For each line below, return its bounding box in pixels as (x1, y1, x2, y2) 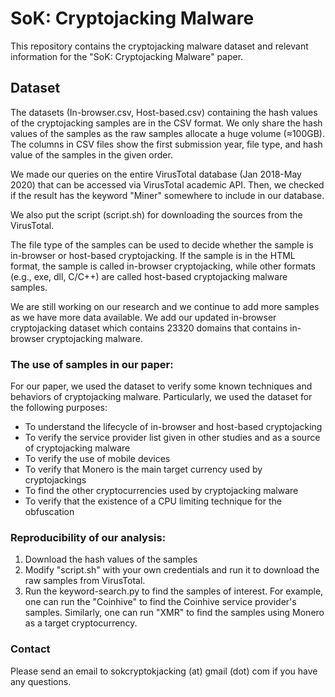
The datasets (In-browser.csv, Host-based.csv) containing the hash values (10, 106, 318, 118)
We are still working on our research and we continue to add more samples (10, 300, 320, 312)
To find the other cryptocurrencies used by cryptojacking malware (24, 485, 299, 497)
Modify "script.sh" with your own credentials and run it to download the (24, 564, 320, 576)
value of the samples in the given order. (10, 148, 173, 161)
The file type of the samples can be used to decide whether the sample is (10, 238, 314, 251)
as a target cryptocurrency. (24, 617, 138, 629)
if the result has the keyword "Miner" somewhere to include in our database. (10, 189, 325, 201)
